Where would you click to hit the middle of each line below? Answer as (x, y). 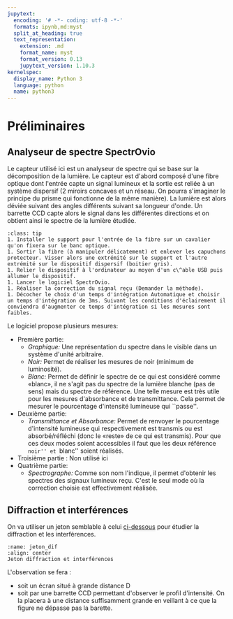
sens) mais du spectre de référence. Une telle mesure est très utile (123, 391)
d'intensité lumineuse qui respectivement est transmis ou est (115, 429)
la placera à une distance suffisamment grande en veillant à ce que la (117, 600)
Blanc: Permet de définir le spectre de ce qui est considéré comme (124, 377)
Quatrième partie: (43, 466)
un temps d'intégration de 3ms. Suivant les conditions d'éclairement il (117, 301)
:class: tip (24, 234)
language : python (39, 85)
